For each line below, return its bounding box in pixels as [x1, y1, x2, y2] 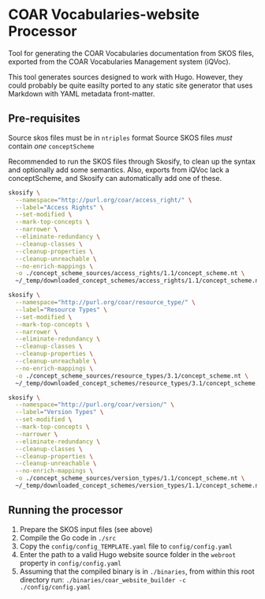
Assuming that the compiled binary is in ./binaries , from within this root [19, 567, 255, 576]
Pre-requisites [8, 112, 80, 126]
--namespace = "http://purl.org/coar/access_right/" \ [15, 196, 192, 204]
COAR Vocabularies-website [8, 6, 200, 24]
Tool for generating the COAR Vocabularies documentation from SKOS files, [8, 48, 255, 58]
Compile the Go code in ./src [19, 533, 117, 542]
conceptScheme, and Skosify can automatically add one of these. [8, 173, 222, 183]
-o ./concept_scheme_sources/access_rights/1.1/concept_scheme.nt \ [15, 269, 245, 277]
